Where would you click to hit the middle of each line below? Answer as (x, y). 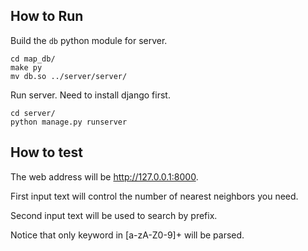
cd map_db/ (33, 59)
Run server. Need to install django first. (90, 95)
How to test (46, 152)
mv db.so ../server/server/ (69, 76)
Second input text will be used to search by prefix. (114, 215)
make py (26, 67)
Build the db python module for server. (89, 40)
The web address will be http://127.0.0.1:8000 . (104, 176)
